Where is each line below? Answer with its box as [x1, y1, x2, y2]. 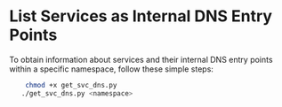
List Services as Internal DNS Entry [9, 6, 273, 27]
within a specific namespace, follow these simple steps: [9, 64, 214, 74]
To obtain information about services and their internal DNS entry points [9, 54, 273, 65]
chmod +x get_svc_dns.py [25, 80, 117, 89]
